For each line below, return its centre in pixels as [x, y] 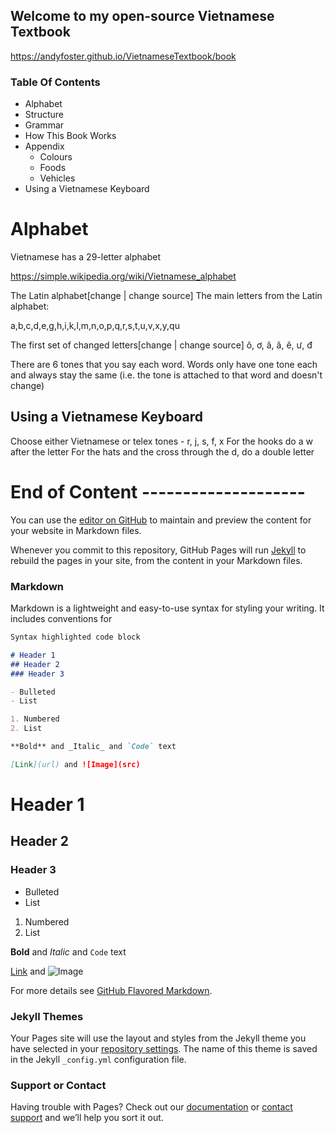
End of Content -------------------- [158, 492]
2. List [26, 729]
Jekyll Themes [47, 1016]
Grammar [44, 125]
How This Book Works [70, 136]
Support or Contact [58, 1085]
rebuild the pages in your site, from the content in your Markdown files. [156, 560]
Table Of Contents [55, 82]
